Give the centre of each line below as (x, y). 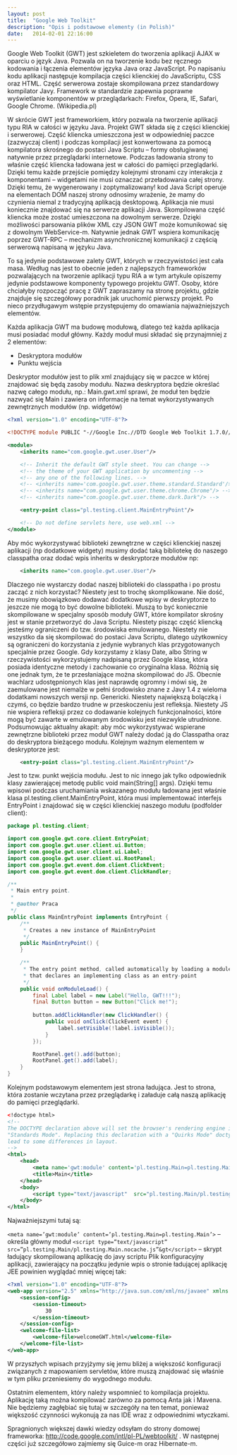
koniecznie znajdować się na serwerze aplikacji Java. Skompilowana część (116, 210)
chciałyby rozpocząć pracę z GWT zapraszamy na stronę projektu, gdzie (113, 291)
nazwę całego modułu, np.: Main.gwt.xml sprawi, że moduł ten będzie (109, 392)
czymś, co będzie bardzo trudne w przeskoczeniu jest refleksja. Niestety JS (117, 704)
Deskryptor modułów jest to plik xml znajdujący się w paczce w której (108, 377)
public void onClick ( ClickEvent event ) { (107, 1022)
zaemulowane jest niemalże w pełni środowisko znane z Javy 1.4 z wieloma (117, 689)
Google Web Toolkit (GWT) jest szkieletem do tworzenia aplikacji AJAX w (114, 54)
